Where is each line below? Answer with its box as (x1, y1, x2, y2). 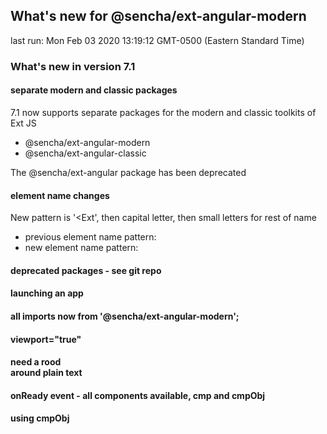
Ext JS (10, 117, 37, 129)
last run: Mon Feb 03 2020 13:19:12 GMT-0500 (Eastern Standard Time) (10, 34, 305, 46)
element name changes (10, 189, 110, 201)
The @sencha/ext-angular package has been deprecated (10, 166, 247, 178)
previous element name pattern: (24, 231, 157, 243)
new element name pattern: (24, 242, 139, 254)
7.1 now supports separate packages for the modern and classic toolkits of (10, 106, 317, 118)
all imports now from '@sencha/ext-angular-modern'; (10, 310, 240, 322)
